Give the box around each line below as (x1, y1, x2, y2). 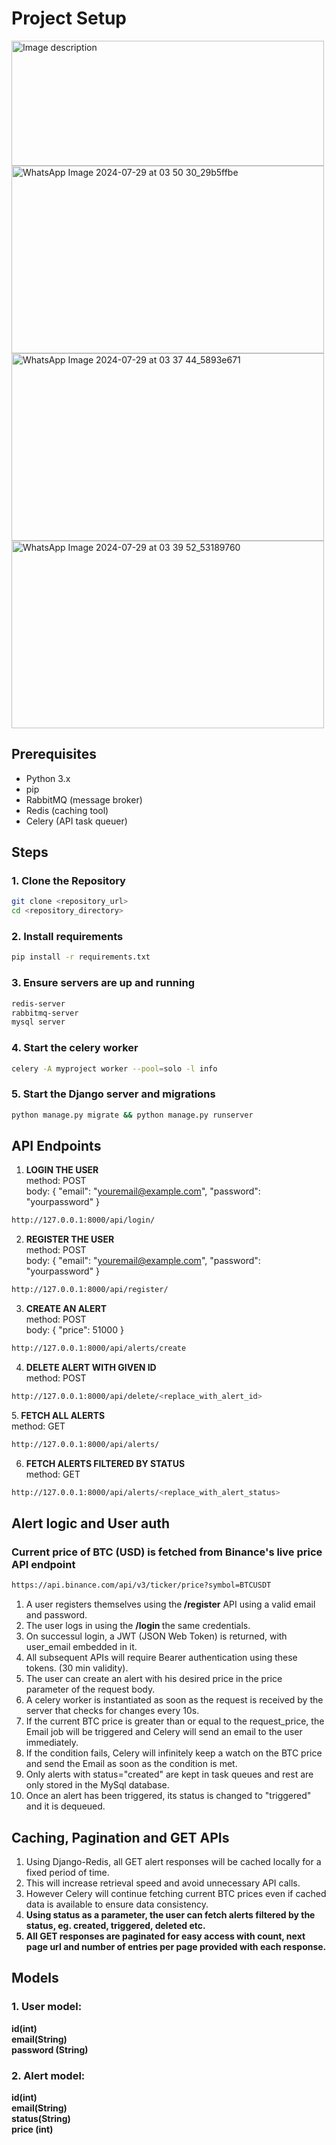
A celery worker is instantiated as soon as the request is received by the (25, 1694, 324, 1706)
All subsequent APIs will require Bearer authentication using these (25, 1652, 298, 1664)
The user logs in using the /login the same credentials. (25, 1620, 251, 1632)
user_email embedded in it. (25, 1641, 138, 1653)
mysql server (11, 1017, 66, 1027)
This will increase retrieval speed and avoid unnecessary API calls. (25, 1877, 301, 1889)
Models (11, 1970, 59, 1987)
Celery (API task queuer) (25, 815, 128, 827)
